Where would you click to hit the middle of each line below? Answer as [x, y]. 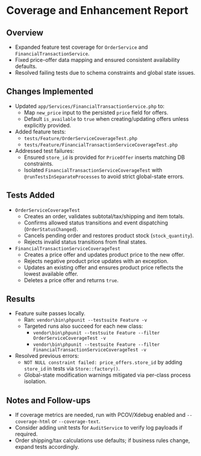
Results [21, 299]
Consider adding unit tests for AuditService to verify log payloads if [99, 428]
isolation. [35, 381]
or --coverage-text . [76, 421]
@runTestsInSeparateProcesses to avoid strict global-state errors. [104, 176]
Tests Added [31, 195]
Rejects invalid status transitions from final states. [85, 242]
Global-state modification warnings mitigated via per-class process [107, 375]
